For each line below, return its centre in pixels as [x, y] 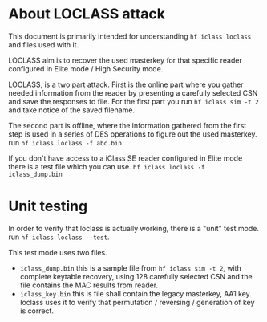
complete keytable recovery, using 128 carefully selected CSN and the [136, 276]
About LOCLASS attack [87, 14]
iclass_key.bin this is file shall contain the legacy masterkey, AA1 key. [136, 293]
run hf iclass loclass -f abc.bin [65, 142]
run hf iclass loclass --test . [59, 237]
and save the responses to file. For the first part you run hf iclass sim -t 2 [133, 101]
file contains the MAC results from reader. [89, 285]
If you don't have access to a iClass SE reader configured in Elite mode [125, 158]
